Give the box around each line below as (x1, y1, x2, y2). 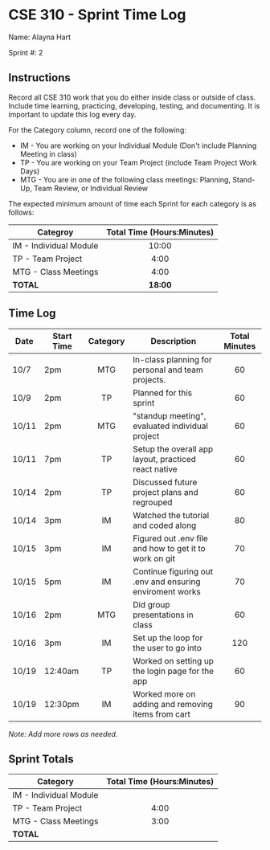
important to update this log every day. (8, 109, 137, 119)
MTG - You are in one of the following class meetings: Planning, (19, 174, 231, 184)
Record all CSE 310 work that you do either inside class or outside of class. (8, 92, 256, 102)
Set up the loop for (132, 632, 203, 644)
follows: (8, 207, 35, 217)
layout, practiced (132, 453, 197, 464)
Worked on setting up (132, 655, 215, 666)
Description (150, 335, 197, 346)
